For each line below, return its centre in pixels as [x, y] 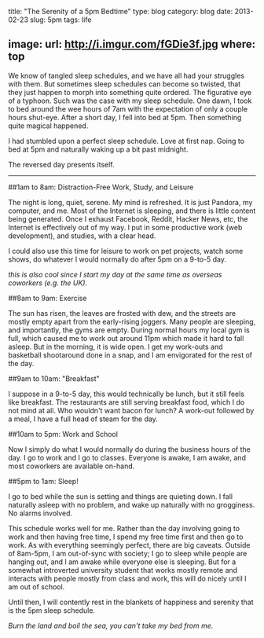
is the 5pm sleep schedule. [52, 610]
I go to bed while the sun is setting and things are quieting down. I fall [121, 496]
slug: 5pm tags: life [61, 20]
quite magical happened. [48, 126]
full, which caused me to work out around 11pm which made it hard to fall [126, 338]
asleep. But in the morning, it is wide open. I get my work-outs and [115, 346]
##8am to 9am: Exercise [48, 298]
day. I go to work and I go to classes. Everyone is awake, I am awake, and [127, 457]
